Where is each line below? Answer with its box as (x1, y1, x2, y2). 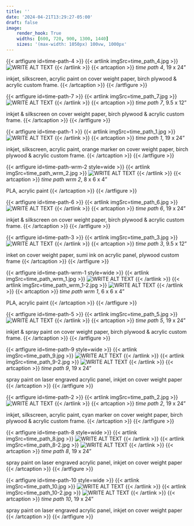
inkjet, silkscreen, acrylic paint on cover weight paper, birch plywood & (6, 75, 177, 82)
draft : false (6, 19, 38, 25)
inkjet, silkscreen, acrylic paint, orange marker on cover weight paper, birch (6, 145, 189, 153)
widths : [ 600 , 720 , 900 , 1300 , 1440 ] (16, 36, 109, 42)
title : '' (6, 8, 30, 15)
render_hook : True (16, 31, 62, 36)
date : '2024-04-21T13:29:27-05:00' (6, 14, 93, 20)
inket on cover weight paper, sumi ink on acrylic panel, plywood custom (6, 251, 179, 259)
